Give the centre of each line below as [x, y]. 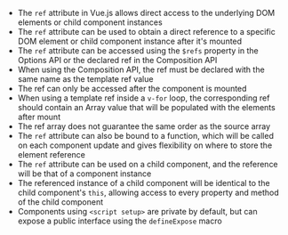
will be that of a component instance [84, 174]
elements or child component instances [90, 22]
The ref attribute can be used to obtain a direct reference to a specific [146, 32]
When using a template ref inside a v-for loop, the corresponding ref [144, 98]
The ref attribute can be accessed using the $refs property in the [138, 51]
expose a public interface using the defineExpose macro [120, 221]
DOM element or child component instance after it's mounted [130, 41]
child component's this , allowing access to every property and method [148, 192]
